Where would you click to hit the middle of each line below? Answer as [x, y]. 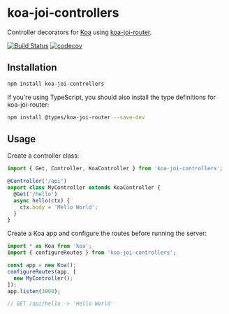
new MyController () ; [43, 278]
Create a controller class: [43, 156]
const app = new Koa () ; [42, 266]
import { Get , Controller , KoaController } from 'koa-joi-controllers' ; [115, 169]
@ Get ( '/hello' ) [36, 194]
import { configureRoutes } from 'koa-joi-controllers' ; [92, 253]
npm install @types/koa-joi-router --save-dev [76, 117]
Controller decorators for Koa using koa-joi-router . [80, 32]
